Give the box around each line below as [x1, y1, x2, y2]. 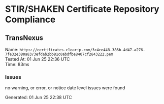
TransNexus [5, 34, 43, 42]
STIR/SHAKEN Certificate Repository [5, 3, 160, 15]
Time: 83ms [5, 62, 30, 67]
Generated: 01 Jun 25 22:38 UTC [5, 95, 72, 101]
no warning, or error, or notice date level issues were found [5, 85, 126, 91]
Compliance [5, 14, 56, 25]
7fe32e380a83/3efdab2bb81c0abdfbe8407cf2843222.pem [5, 52, 113, 57]
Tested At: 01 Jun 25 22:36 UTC [5, 56, 70, 62]
